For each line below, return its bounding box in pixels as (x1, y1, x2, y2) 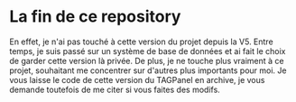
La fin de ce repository (9, 6, 181, 27)
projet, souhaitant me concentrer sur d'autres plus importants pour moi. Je (9, 65, 287, 76)
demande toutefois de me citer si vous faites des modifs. (9, 84, 221, 95)
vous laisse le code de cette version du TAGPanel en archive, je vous (9, 74, 265, 85)
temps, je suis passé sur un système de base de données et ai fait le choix (9, 45, 286, 56)
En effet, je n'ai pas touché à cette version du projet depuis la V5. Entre (9, 36, 273, 47)
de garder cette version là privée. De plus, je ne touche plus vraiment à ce (9, 55, 284, 66)
